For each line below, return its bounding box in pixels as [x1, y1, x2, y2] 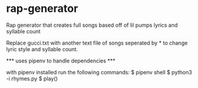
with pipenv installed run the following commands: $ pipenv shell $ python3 [6, 68, 193, 76]
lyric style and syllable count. [6, 45, 78, 52]
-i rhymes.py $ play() [6, 75, 58, 82]
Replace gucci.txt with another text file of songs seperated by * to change [6, 39, 188, 46]
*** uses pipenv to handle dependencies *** [6, 57, 116, 64]
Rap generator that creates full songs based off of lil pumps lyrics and [6, 21, 178, 29]
